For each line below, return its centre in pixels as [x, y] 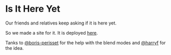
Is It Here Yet [33, 9]
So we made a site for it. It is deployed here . [52, 33]
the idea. [15, 48]
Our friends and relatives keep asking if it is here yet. [61, 23]
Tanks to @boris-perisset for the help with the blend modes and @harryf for [85, 43]
